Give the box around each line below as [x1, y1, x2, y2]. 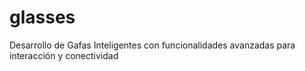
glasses [9, 6, 76, 29]
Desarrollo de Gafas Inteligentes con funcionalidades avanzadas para [9, 39, 296, 51]
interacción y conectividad [9, 49, 119, 61]
